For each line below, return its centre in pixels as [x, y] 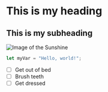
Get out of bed [33, 69]
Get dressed [30, 83]
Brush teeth [29, 76]
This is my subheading [49, 33]
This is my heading [54, 11]
